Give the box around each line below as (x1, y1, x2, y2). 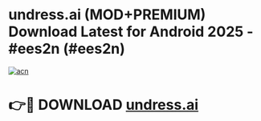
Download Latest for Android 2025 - (8, 22, 254, 41)
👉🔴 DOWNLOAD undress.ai (8, 96, 199, 114)
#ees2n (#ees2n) (8, 40, 126, 58)
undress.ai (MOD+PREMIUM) (8, 6, 206, 24)
